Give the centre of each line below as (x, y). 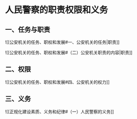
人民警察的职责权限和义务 (57, 10)
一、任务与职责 (28, 30)
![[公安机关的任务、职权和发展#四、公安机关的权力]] (57, 82)
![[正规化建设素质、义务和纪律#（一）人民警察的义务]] (59, 111)
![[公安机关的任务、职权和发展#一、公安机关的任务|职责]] (62, 42)
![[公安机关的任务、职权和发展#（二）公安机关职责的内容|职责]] (69, 52)
